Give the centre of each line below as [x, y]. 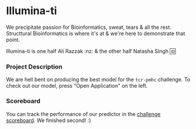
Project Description [34, 67]
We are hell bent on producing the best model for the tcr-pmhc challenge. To [98, 80]
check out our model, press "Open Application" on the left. [77, 86]
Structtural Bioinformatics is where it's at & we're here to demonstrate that [96, 33]
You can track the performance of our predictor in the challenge [83, 114]
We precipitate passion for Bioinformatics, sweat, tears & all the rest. [89, 27]
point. [13, 39]
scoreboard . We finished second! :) [49, 120]
